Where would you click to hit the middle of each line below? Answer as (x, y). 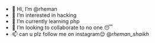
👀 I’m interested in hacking (44, 15)
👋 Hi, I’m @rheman (34, 9)
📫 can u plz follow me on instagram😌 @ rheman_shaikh (80, 34)
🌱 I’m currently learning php (46, 21)
